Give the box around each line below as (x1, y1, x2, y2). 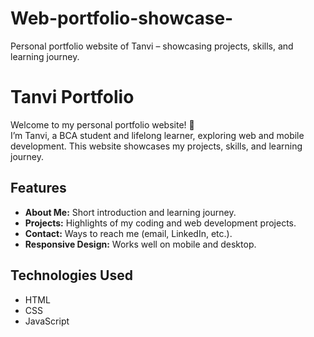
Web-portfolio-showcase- (10, 7, 234, 30)
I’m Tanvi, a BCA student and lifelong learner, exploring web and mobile (10, 129, 305, 141)
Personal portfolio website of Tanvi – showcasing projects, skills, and (10, 40, 294, 52)
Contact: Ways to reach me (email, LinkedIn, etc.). (24, 227, 233, 239)
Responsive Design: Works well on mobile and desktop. (24, 238, 257, 250)
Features (10, 180, 67, 197)
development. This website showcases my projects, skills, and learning (10, 140, 303, 152)
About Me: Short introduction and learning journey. (24, 206, 237, 218)
